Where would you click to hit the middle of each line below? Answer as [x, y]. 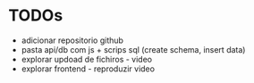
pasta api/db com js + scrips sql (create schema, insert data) [133, 49]
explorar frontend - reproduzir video [88, 69]
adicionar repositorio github [72, 40]
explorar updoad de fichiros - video [87, 59]
